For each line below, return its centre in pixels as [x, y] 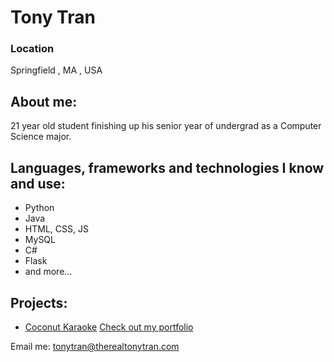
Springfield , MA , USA [56, 70]
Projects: [39, 302]
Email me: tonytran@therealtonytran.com [95, 346]
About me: [44, 101]
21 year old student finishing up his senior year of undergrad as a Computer [166, 126]
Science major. [41, 137]
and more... [48, 272]
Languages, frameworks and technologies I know [167, 167]
